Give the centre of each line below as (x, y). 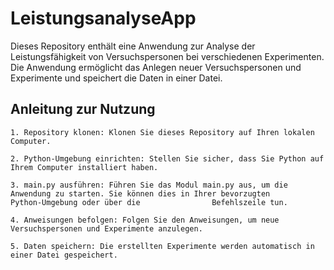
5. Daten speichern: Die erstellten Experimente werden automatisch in (162, 246)
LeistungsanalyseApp (103, 18)
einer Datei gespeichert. (64, 255)
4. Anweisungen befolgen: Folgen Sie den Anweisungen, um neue (145, 220)
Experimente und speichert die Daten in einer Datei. (116, 78)
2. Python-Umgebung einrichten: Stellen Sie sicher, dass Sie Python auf (167, 158)
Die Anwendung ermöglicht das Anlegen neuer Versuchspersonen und (156, 67)
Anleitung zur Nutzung (83, 109)
